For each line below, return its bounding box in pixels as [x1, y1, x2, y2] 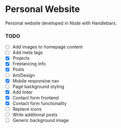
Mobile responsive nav [12, 77, 59, 83]
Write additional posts [12, 111, 57, 117]
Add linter [12, 89, 33, 95]
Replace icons [12, 106, 42, 112]
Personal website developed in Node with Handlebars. [5, 20, 117, 26]
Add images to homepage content [12, 44, 83, 50]
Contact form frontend [12, 94, 59, 100]
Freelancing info [12, 61, 46, 67]
